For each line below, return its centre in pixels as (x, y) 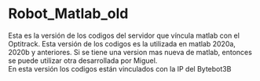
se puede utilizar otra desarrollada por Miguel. (83, 61)
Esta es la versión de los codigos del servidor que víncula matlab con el (124, 35)
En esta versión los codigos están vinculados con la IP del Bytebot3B (120, 68)
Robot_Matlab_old (68, 14)
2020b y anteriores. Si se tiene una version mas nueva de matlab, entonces (130, 52)
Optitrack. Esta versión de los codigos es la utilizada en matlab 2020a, (122, 43)
